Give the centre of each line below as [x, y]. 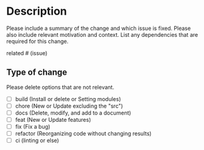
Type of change [37, 73]
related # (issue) [27, 53]
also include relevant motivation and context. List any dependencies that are [102, 34]
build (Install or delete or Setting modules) [68, 99]
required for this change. [38, 41]
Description [37, 11]
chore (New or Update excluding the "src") [69, 106]
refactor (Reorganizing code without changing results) [83, 133]
